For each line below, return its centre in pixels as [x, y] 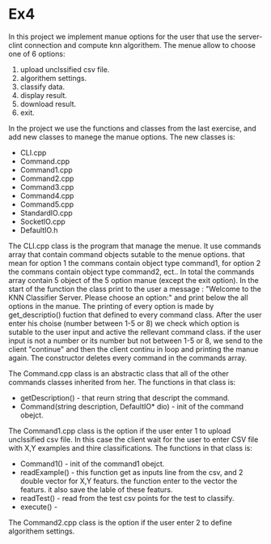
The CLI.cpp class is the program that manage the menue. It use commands [135, 246]
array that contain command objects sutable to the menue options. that [127, 254]
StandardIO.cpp [46, 212]
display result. [43, 95]
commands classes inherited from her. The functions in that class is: [122, 382]
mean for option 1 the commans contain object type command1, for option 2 [135, 263]
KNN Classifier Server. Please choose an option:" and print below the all [128, 298]
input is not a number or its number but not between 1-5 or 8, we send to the [135, 341]
